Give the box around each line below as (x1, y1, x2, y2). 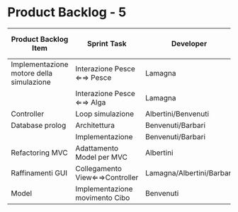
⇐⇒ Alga (75, 97, 106, 107)
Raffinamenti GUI (11, 167, 68, 177)
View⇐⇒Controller (75, 172, 139, 182)
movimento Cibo (75, 192, 130, 202)
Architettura (75, 120, 115, 130)
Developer (171, 38, 208, 48)
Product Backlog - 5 (7, 4, 127, 20)
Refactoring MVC (11, 148, 69, 158)
